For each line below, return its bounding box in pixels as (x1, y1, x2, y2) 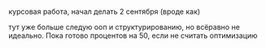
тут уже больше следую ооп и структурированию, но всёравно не (8, 22, 240, 31)
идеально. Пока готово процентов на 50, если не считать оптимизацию (8, 31, 258, 40)
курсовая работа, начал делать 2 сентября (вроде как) (8, 7, 201, 16)
